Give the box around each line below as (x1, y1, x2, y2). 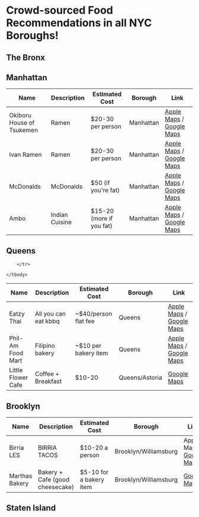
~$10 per (75, 342, 102, 350)
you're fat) (91, 186, 120, 195)
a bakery (79, 475, 105, 484)
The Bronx (6, 52, 46, 62)
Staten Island (6, 503, 56, 513)
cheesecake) (37, 483, 75, 491)
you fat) (91, 222, 113, 230)
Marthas (9, 472, 33, 480)
